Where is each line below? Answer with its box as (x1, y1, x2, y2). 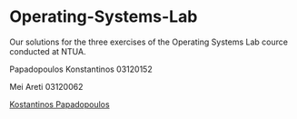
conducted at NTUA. (9, 45, 86, 56)
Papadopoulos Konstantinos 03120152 (9, 64, 153, 74)
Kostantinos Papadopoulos (9, 98, 111, 110)
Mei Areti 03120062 (9, 81, 84, 92)
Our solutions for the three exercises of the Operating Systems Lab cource (9, 36, 289, 47)
